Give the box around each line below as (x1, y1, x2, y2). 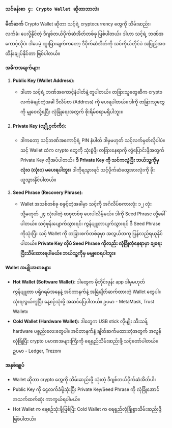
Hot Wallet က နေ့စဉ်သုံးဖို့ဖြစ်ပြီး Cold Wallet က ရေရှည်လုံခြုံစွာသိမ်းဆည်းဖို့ (12, 406, 162, 412)
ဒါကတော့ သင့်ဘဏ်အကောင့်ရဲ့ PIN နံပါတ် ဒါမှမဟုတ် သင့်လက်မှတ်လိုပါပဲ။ (20, 137, 165, 144)
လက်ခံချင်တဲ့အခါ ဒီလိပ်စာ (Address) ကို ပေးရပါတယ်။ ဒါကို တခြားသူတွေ (20, 99, 165, 105)
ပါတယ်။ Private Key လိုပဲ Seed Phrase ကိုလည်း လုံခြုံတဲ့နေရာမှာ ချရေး (20, 240, 162, 246)
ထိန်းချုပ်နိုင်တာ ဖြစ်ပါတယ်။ (5, 50, 60, 56)
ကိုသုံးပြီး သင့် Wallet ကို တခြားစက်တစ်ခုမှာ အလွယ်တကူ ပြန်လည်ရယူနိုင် (20, 231, 163, 237)
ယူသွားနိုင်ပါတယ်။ (20, 177, 56, 183)
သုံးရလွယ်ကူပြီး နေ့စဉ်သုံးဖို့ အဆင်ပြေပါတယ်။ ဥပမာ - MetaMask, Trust (12, 299, 154, 305)
